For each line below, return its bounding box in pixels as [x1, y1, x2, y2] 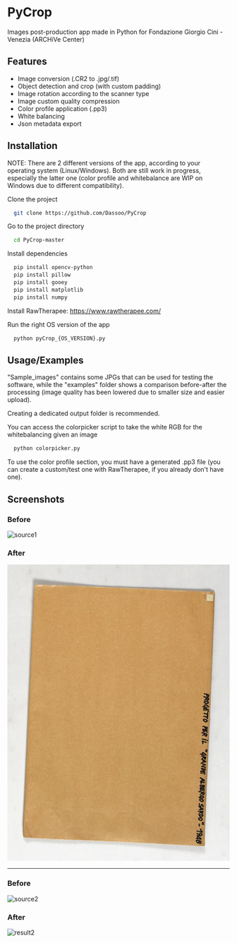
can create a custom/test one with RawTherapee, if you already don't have [7, 465, 224, 474]
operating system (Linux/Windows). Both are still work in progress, [7, 166, 201, 174]
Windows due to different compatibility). [7, 181, 125, 189]
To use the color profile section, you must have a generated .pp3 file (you [7, 458, 221, 466]
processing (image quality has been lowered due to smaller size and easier [7, 388, 225, 396]
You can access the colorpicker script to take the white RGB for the [7, 423, 202, 432]
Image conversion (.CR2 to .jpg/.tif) [17, 74, 120, 83]
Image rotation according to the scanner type [17, 89, 150, 97]
